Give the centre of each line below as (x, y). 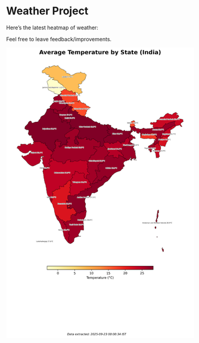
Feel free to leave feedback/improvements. (59, 39)
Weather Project (47, 11)
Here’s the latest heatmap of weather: (52, 27)
